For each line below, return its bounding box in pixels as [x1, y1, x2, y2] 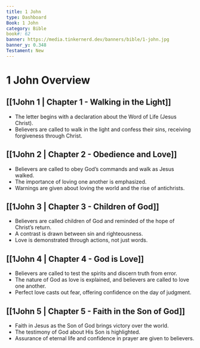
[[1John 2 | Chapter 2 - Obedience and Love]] [6, 149, 177, 160]
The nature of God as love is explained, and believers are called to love [14, 276, 189, 283]
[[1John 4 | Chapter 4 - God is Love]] [6, 254, 144, 264]
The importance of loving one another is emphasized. [14, 178, 147, 185]
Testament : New [6, 48, 44, 54]
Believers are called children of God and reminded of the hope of [14, 218, 175, 225]
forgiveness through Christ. [14, 132, 82, 139]
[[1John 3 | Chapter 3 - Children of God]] [6, 202, 159, 212]
